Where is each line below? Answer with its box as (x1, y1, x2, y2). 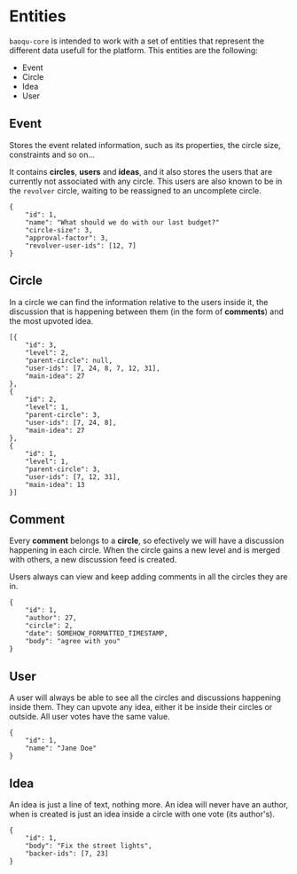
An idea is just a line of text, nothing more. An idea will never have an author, (9, 799, 289, 809)
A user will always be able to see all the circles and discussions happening (9, 692, 282, 703)
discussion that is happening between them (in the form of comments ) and (9, 306, 284, 317)
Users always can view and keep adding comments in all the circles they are (9, 571, 288, 582)
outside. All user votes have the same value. (9, 712, 170, 722)
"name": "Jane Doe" (25, 744, 98, 753)
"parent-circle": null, (25, 356, 113, 365)
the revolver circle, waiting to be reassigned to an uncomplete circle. (9, 185, 262, 196)
